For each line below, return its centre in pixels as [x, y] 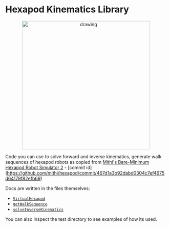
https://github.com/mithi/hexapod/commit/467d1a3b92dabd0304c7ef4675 [86, 173]
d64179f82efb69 [23, 178]
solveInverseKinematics [38, 210]
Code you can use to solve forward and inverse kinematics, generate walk [83, 156]
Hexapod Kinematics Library [67, 10]
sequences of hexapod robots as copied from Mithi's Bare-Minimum [77, 162]
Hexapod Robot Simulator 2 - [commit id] [49, 167]
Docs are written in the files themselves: [48, 188]
